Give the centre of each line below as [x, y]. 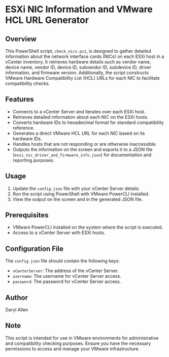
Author [16, 297]
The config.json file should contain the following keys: [63, 261]
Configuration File [35, 249]
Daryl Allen [17, 310]
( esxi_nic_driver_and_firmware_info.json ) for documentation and [82, 155]
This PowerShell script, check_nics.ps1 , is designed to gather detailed [78, 51]
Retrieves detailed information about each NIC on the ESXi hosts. [80, 117]
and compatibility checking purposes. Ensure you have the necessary [78, 343]
